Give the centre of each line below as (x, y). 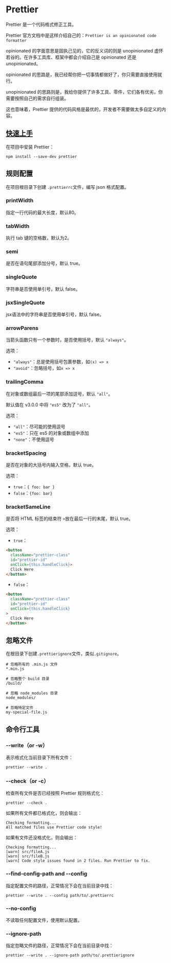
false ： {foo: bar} (33, 493)
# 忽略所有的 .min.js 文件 (32, 665)
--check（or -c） (27, 781)
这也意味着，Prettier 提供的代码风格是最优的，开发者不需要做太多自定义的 (84, 109)
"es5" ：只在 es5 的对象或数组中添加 (51, 433)
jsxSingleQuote (25, 302)
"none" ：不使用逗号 (34, 439)
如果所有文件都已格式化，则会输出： (44, 813)
